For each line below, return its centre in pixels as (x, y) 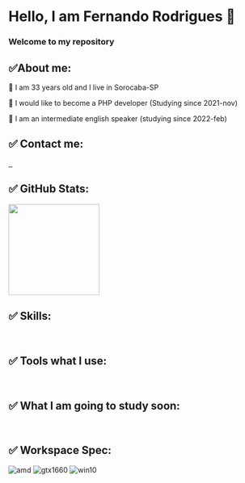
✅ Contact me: (46, 144)
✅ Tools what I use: (58, 361)
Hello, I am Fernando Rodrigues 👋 (122, 17)
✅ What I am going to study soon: (94, 406)
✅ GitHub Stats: (49, 189)
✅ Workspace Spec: (60, 450)
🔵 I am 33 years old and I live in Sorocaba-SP (84, 87)
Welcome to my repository (61, 42)
